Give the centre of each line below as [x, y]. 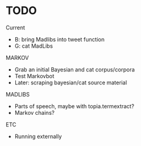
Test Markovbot [34, 76]
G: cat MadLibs [34, 46]
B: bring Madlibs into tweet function [60, 39]
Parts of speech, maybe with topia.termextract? [74, 106]
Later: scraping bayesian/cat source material [71, 82]
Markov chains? [34, 112]
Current [16, 27]
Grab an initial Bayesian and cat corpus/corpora [74, 69]
